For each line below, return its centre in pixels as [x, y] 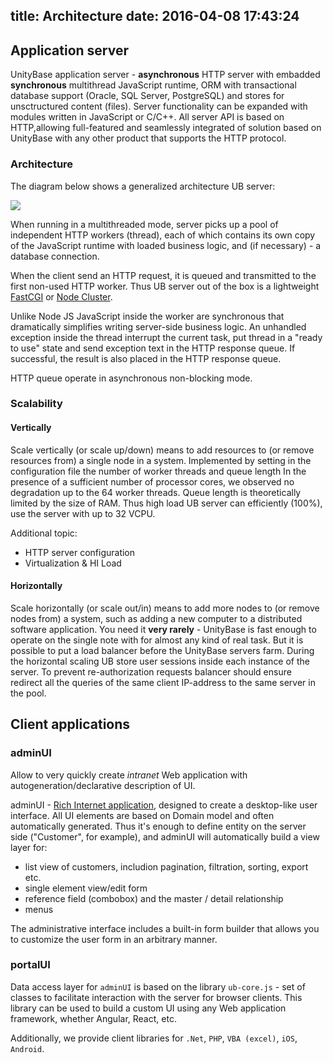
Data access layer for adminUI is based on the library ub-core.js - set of [158, 986]
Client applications [70, 724]
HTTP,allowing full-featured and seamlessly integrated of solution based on [166, 128]
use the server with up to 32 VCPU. [83, 513]
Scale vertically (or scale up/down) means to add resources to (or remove [162, 450]
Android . [27, 1048]
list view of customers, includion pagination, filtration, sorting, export [166, 866]
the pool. [28, 693]
